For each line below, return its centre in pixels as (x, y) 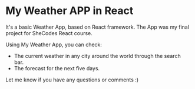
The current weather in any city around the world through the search (97, 56)
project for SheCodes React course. (49, 33)
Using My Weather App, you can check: (54, 44)
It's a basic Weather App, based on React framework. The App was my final (97, 27)
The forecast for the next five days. (57, 68)
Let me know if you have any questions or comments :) (72, 80)
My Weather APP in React (70, 11)
